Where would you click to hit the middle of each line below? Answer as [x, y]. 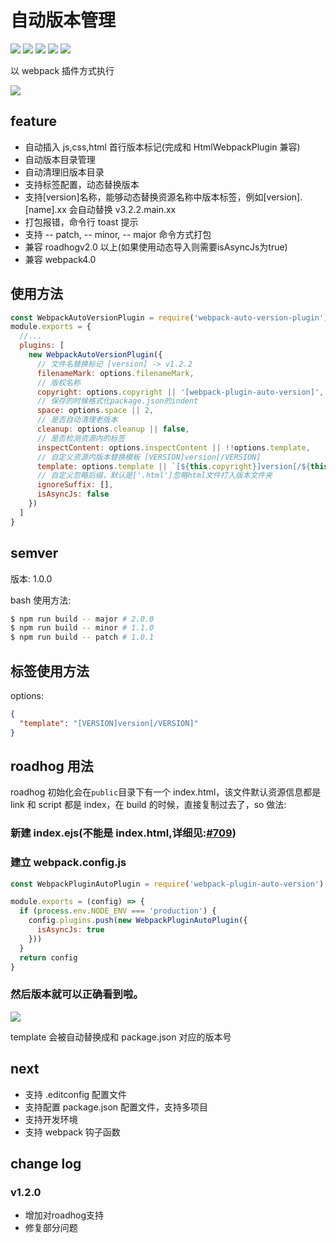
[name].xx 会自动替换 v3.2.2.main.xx [100, 209]
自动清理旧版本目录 [64, 172]
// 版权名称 [58, 382]
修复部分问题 [51, 1228]
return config [48, 957]
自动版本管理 [63, 20]
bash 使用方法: [41, 600]
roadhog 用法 [52, 766]
